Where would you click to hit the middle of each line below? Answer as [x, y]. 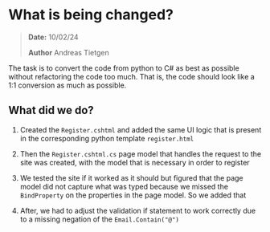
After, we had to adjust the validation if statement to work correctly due [137, 210]
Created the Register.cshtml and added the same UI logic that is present [141, 129]
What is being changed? [91, 15]
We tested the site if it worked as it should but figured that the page [131, 177]
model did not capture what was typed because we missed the [124, 186]
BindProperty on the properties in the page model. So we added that [133, 195]
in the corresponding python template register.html [107, 138]
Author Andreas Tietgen [69, 52]
